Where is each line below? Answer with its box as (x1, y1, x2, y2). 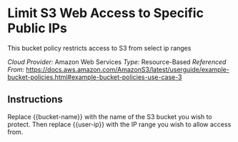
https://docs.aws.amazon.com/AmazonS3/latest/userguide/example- (26, 65, 230, 73)
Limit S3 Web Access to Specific (7, 5, 204, 21)
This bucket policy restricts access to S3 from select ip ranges (7, 44, 192, 52)
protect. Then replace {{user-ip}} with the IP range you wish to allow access (7, 120, 232, 128)
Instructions (7, 93, 63, 106)
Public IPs (7, 20, 68, 36)
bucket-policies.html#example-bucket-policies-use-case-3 (7, 73, 182, 81)
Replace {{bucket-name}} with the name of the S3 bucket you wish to (7, 112, 212, 121)
